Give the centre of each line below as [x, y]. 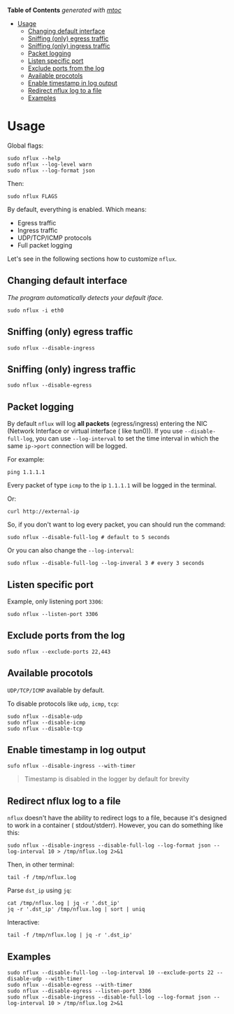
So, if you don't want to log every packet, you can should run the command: [116, 524]
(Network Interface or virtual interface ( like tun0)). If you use [95, 431]
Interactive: [23, 922]
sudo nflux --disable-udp [45, 716]
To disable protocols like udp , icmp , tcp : [63, 704]
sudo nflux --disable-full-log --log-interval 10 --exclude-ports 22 [111, 973]
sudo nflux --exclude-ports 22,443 [59, 652]
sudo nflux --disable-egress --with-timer [70, 985]
